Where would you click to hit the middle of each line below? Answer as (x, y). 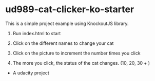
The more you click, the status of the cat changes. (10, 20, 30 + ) (81, 63)
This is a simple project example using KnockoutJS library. (67, 23)
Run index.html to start (37, 33)
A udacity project (31, 73)
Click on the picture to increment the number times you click (76, 53)
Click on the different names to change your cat (63, 43)
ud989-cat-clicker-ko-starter (70, 9)
